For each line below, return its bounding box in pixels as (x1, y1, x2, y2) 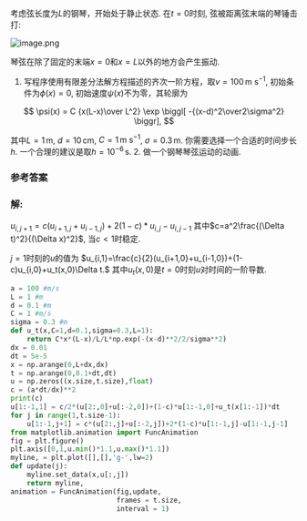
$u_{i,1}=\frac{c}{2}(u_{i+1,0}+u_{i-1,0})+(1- (80, 252, 243, 263)
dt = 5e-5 (10, 352, 48, 361)
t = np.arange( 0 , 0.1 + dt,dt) (10, 368, 118, 378)
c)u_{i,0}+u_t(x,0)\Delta (10, 263, 98, 275)
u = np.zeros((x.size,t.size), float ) (10, 377, 154, 386)
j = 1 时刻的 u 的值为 (10, 252, 79, 263)
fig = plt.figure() (10, 436, 85, 445)
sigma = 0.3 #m (10, 318, 68, 327)
